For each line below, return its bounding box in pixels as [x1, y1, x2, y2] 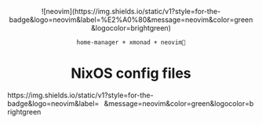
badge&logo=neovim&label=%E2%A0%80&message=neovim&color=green [9, 15, 253, 24]
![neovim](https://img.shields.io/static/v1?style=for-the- [41, 7, 221, 16]
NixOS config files [71, 64, 191, 82]
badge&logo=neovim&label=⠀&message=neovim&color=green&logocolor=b [7, 98, 254, 108]
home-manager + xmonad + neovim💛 [76, 38, 186, 46]
